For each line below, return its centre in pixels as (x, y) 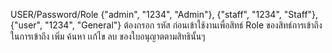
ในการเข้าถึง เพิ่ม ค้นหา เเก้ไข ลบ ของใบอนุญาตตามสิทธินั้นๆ (108, 36)
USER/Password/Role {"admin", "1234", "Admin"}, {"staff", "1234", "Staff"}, (164, 14)
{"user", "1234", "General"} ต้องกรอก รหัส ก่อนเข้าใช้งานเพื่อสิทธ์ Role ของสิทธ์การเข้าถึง (166, 25)
